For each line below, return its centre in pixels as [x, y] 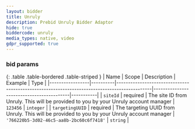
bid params [22, 64]
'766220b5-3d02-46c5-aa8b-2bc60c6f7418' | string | [68, 120]
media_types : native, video [40, 38]
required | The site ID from [155, 95]
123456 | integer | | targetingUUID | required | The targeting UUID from [90, 107]
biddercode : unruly [30, 33]
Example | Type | [26, 83]
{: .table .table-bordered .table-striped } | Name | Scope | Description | [91, 77]
